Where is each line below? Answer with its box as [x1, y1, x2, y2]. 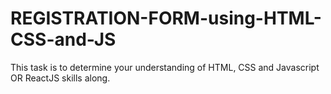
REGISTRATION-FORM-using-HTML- [10, 7, 322, 30]
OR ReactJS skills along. [10, 72, 111, 84]
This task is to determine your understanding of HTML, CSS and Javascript [10, 61, 320, 73]
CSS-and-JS [10, 28, 117, 51]
